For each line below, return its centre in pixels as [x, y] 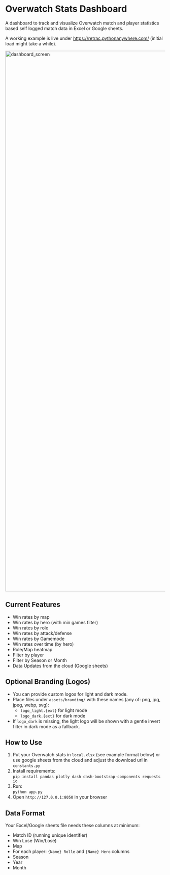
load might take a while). [31, 43]
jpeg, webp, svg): [31, 705]
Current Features [33, 605]
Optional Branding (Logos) [48, 682]
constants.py [26, 766]
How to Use [24, 742]
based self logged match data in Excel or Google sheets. [64, 28]
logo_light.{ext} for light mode [54, 710]
